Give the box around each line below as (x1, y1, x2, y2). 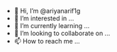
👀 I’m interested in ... (13, 14, 74, 22)
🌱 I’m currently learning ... (13, 22, 90, 30)
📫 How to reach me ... (13, 37, 80, 45)
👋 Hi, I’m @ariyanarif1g (13, 7, 81, 15)
